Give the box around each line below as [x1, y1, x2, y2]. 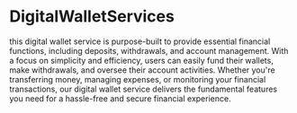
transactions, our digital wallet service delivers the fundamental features [9, 83, 277, 94]
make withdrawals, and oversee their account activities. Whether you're [9, 65, 276, 75]
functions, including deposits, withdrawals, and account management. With [9, 45, 289, 56]
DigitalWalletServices [9, 6, 175, 27]
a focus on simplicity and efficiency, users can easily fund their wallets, [9, 55, 274, 65]
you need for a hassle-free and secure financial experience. [9, 92, 231, 104]
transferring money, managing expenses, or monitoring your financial [9, 74, 266, 84]
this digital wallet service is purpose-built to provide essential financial [9, 36, 271, 47]
